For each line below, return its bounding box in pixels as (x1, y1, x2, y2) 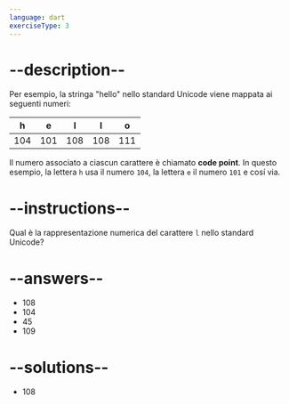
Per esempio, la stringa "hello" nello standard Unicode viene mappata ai (9, 89, 273, 100)
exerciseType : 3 (9, 21, 69, 30)
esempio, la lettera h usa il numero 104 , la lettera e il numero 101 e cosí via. (9, 166, 281, 178)
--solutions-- (9, 357, 109, 377)
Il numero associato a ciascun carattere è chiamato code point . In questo (9, 158, 277, 168)
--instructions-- (9, 198, 131, 218)
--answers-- (9, 268, 104, 288)
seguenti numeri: (9, 99, 71, 109)
